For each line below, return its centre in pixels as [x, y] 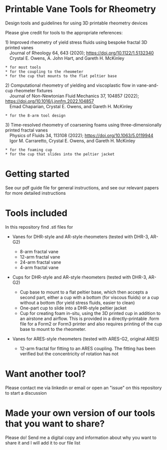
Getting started [37, 174]
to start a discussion [26, 393]
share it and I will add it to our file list [43, 443]
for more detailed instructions [36, 193]
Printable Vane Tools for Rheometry [81, 9]
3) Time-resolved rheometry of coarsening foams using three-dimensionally [83, 125]
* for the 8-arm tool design [35, 116]
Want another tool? [46, 374]
